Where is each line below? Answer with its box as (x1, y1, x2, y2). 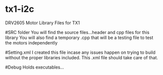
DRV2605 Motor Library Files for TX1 (5, 20, 80, 26)
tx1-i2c (5, 3, 35, 15)
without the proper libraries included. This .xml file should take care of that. (5, 54, 158, 60)
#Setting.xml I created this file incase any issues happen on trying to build (5, 49, 156, 55)
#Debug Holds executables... (5, 64, 64, 70)
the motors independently (5, 39, 58, 45)
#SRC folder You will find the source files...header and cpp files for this (5, 29, 150, 35)
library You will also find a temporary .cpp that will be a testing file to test (5, 35, 154, 40)
